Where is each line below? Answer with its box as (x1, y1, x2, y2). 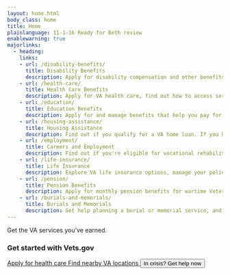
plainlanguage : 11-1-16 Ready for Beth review (7, 29, 142, 36)
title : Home (7, 23, 41, 29)
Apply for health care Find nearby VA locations (7, 259, 139, 267)
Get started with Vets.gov (7, 243, 94, 252)
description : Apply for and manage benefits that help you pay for (25, 112, 222, 118)
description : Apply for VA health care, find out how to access (25, 93, 213, 100)
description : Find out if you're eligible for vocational (25, 150, 194, 157)
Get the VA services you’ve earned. (7, 226, 107, 234)
